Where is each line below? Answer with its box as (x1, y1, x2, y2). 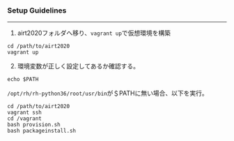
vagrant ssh (7, 109, 42, 117)
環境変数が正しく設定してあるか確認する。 (17, 62, 139, 70)
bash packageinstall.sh (7, 128, 77, 135)
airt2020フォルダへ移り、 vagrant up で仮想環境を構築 (17, 29, 171, 37)
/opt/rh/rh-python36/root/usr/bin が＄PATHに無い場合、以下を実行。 (7, 89, 208, 98)
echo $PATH (7, 76, 39, 83)
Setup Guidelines (7, 6, 67, 15)
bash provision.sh (7, 121, 61, 128)
